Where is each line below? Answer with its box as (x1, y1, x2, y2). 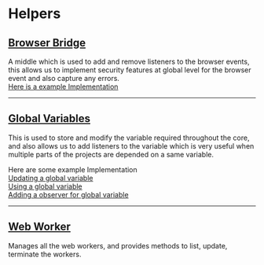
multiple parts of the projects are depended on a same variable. (8, 149, 214, 159)
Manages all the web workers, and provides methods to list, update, (8, 241, 228, 250)
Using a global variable (8, 182, 82, 191)
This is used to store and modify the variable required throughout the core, (8, 133, 250, 142)
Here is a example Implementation (8, 82, 119, 91)
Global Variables (8, 112, 90, 126)
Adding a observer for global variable (8, 190, 129, 199)
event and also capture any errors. (8, 74, 120, 83)
